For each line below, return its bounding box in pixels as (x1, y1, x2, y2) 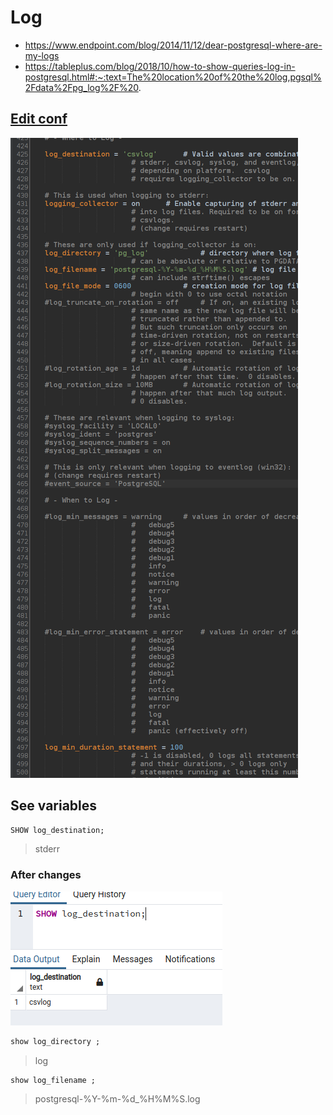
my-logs (24, 49, 60, 61)
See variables (10, 797, 98, 815)
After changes (10, 868, 82, 882)
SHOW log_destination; (10, 825, 105, 835)
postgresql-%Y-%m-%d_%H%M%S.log (34, 1093, 201, 1105)
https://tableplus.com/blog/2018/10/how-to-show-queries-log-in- (24, 60, 296, 72)
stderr (34, 843, 61, 855)
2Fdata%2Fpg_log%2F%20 (24, 81, 139, 93)
